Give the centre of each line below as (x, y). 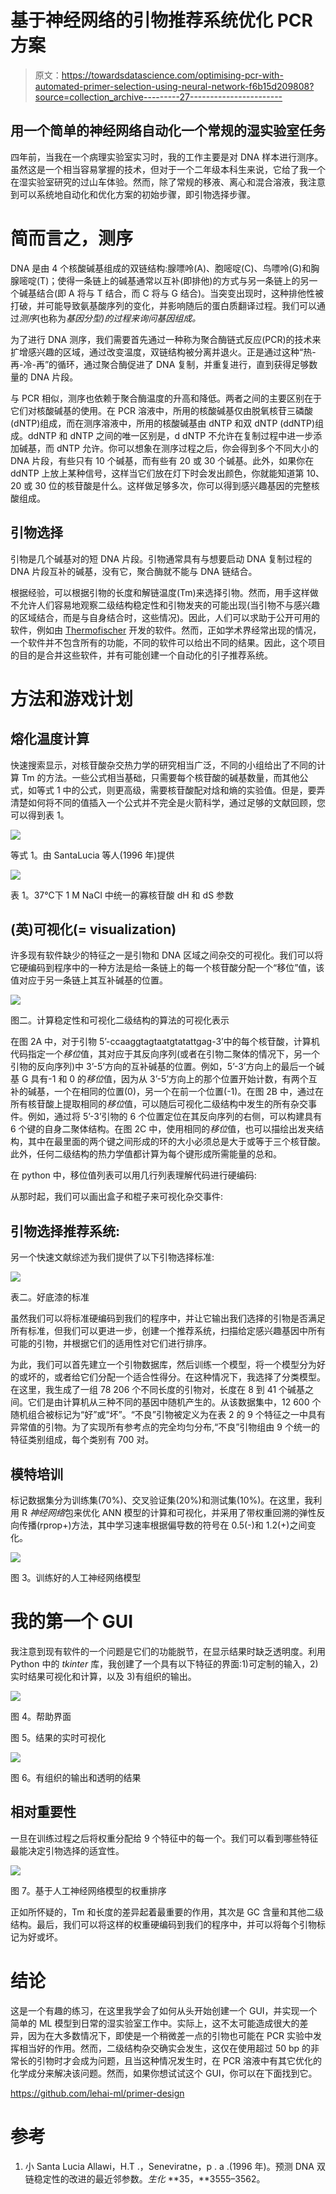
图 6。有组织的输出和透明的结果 (76, 1777)
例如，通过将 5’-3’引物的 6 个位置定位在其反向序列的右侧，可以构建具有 (175, 1117)
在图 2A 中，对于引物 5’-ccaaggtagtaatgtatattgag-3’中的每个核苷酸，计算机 (165, 1042)
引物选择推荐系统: (65, 1231)
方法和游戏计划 (72, 698)
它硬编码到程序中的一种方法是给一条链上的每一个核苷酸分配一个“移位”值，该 (167, 968)
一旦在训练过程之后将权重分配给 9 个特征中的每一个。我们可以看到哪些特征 (164, 1838)
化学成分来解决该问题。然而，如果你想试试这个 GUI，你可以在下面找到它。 (164, 2073)
